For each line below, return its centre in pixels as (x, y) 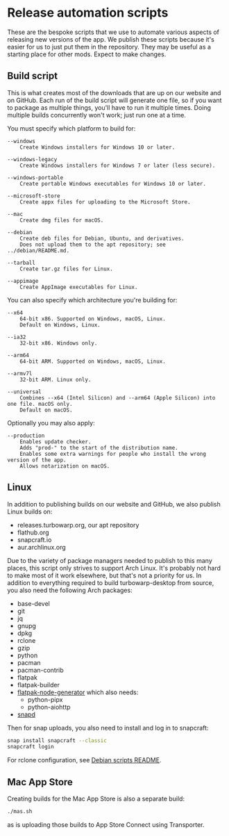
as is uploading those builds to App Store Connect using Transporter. (106, 825)
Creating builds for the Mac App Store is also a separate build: (96, 799)
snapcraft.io (34, 539)
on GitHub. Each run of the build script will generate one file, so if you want (114, 100)
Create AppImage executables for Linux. (79, 287)
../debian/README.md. (39, 251)
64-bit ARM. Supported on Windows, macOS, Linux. (93, 361)
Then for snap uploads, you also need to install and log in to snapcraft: (108, 728)
